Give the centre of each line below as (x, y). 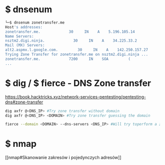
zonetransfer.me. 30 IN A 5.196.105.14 (70, 32)
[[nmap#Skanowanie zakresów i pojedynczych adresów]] (63, 158)
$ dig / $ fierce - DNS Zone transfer (78, 83)
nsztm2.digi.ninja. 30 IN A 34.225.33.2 (71, 41)
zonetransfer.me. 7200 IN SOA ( (68, 59)
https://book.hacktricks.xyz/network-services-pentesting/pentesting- (76, 96)
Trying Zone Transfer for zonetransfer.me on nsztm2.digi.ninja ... (77, 55)
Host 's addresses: (24, 27)
